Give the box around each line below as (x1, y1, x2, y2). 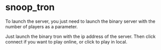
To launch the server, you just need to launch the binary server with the (5, 18, 156, 24)
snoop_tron (5, 2, 55, 13)
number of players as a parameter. (5, 23, 78, 29)
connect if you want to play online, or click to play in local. (5, 38, 128, 44)
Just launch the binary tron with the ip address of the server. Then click (5, 33, 156, 39)
